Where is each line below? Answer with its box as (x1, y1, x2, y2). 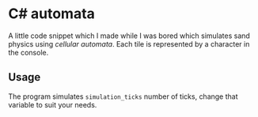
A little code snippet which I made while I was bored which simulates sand (8, 31, 251, 40)
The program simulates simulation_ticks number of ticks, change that (8, 92, 239, 101)
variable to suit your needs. (8, 100, 97, 109)
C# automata (8, 5, 95, 23)
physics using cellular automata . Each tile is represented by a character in (8, 39, 250, 48)
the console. (8, 47, 49, 57)
